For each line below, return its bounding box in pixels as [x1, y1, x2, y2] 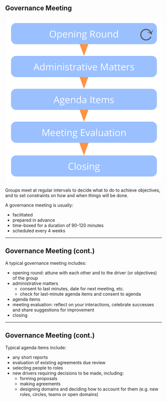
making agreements [19, 381, 61, 387]
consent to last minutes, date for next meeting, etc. [19, 285, 124, 291]
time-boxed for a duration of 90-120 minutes [12, 222, 104, 228]
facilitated [12, 212, 33, 218]
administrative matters [12, 280, 59, 286]
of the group [12, 275, 38, 281]
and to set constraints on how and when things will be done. [5, 193, 128, 199]
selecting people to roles [12, 365, 64, 371]
